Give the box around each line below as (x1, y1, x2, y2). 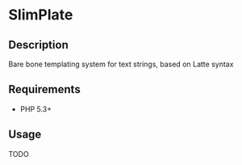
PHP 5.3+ (19, 104, 52, 114)
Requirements (8, 82, 81, 96)
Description (8, 38, 69, 52)
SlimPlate (8, 6, 73, 24)
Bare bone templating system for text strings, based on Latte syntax (8, 59, 234, 69)
